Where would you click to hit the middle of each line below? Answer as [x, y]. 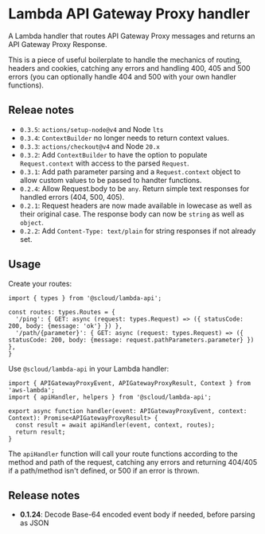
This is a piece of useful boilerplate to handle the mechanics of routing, [125, 60]
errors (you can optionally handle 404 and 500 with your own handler [122, 76]
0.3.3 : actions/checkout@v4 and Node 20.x [90, 146]
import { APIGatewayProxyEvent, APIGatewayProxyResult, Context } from [129, 383]
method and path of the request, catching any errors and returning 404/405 [132, 462]
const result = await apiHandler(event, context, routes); [115, 425]
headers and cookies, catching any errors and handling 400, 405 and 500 [129, 68]
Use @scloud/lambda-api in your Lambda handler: [89, 368]
